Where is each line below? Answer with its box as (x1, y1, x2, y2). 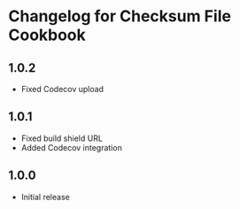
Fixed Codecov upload (20, 84, 104, 94)
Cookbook (8, 25, 86, 45)
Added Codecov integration (20, 142, 123, 152)
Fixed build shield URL (20, 133, 104, 143)
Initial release (20, 191, 70, 202)
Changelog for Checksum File (8, 6, 232, 27)
